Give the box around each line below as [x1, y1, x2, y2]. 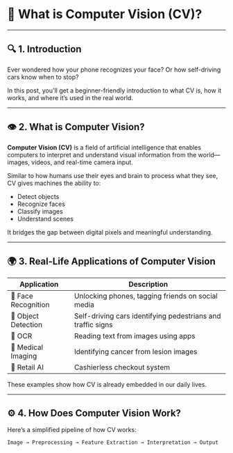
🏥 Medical [10, 342, 44, 352]
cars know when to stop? [7, 72, 79, 81]
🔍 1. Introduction [7, 43, 82, 55]
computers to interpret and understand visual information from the [7, 150, 197, 159]
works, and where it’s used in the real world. [7, 93, 134, 102]
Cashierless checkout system [74, 363, 171, 372]
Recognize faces [17, 200, 66, 208]
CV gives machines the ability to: [7, 179, 101, 187]
